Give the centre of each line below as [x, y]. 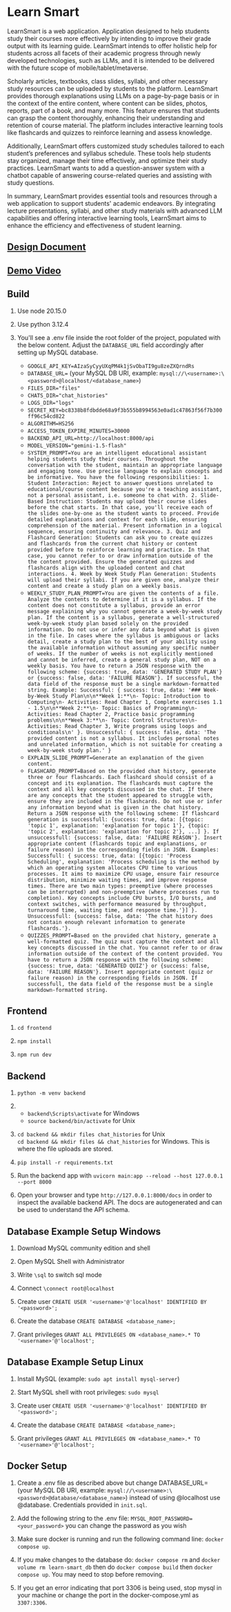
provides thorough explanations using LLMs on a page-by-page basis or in [113, 96]
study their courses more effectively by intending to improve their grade [109, 38]
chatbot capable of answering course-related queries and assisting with [110, 175]
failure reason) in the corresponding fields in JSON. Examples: [123, 850]
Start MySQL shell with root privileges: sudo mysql [88, 1392]
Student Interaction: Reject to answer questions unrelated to [120, 483]
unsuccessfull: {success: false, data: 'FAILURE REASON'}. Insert [125, 837]
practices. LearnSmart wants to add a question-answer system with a [106, 168]
